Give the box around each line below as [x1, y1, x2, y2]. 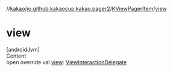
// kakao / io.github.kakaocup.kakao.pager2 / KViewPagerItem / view [6, 5, 167, 12]
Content [6, 52, 27, 59]
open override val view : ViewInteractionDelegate [6, 58, 127, 65]
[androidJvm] [6, 46, 40, 53]
